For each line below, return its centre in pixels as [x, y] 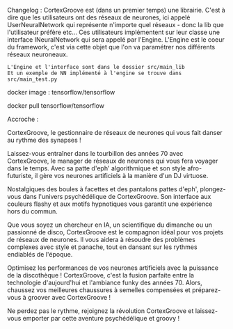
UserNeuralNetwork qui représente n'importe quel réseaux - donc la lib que [115, 25]
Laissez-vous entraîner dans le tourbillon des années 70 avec [95, 153]
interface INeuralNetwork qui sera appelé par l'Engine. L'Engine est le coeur [116, 40]
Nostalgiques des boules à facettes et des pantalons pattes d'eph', [103, 189]
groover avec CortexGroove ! [69, 297]
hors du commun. [32, 211]
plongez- [213, 189]
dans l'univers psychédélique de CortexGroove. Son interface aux [117, 196]
